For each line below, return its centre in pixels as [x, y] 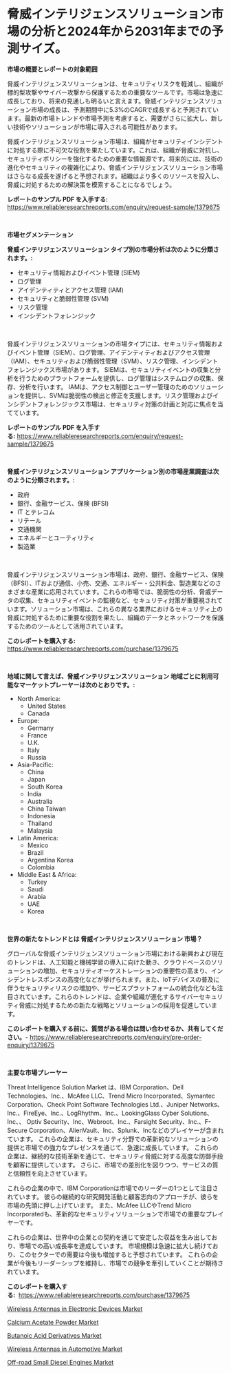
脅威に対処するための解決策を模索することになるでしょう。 [91, 184]
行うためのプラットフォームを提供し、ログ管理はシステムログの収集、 [118, 378]
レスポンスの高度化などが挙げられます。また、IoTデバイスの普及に [125, 979]
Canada [38, 713]
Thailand [40, 823]
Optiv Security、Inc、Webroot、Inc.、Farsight [92, 1121]
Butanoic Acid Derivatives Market [54, 1335]
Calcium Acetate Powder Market [53, 1322]
